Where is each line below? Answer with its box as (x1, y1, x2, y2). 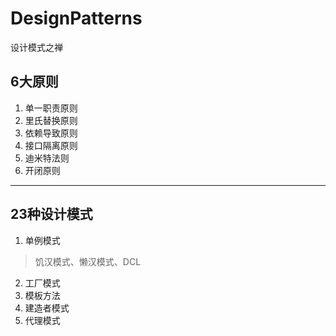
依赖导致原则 (24, 127, 78, 139)
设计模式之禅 (10, 41, 63, 53)
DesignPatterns (10, 7, 143, 30)
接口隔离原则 (24, 139, 78, 151)
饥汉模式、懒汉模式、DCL (34, 255, 142, 267)
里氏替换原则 (24, 114, 78, 126)
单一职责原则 (24, 102, 78, 114)
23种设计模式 (10, 206, 93, 223)
